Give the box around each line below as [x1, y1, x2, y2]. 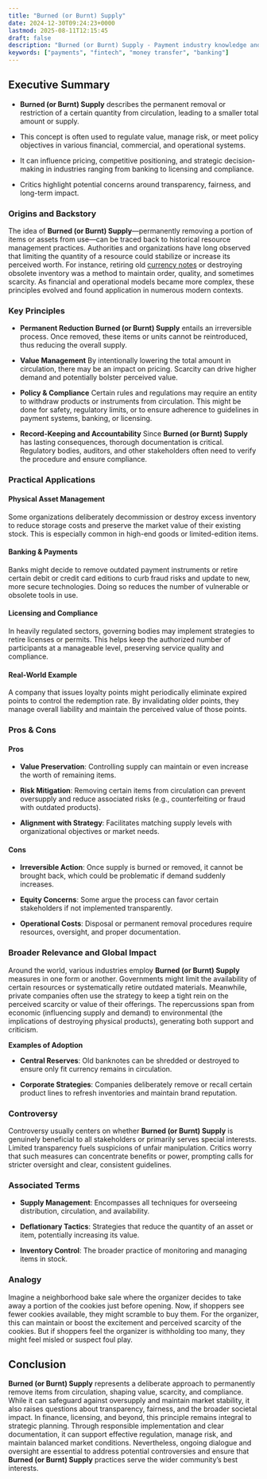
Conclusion [8, 1358, 67, 1371]
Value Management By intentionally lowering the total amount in [19, 356, 231, 365]
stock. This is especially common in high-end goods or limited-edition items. [8, 529, 259, 538]
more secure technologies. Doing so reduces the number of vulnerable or [8, 581, 249, 591]
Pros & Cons [8, 725, 57, 736]
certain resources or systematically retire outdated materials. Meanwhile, [8, 982, 248, 992]
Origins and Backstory [8, 208, 97, 219]
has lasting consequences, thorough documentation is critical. [19, 438, 224, 447]
